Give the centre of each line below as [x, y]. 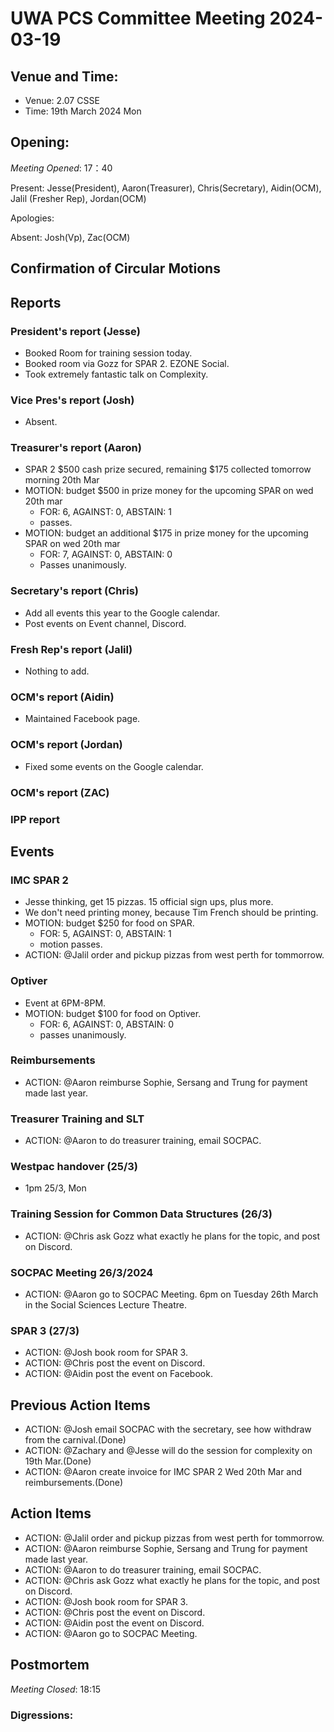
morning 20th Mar [62, 480]
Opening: [40, 142]
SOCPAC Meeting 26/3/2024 [82, 1272]
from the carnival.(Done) [75, 1440]
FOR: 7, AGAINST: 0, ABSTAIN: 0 [106, 554]
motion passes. [71, 944]
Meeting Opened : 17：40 [61, 168]
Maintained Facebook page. [82, 719]
